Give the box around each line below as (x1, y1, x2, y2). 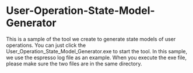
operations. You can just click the (6, 42, 86, 49)
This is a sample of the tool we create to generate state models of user (6, 35, 176, 42)
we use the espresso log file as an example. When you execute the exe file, (6, 54, 187, 61)
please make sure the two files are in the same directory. (6, 60, 142, 67)
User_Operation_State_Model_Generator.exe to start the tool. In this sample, (6, 48, 188, 54)
